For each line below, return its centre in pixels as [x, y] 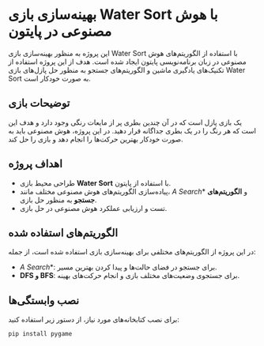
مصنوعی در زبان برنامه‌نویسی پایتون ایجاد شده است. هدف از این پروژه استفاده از [127, 62]
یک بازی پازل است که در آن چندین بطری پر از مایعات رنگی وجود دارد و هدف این [125, 122]
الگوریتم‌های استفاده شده [63, 233]
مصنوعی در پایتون [60, 31]
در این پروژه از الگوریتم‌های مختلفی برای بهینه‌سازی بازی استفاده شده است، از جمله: [132, 252]
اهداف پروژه [36, 164]
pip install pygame [40, 334]
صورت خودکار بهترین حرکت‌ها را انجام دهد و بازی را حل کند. [96, 139]
